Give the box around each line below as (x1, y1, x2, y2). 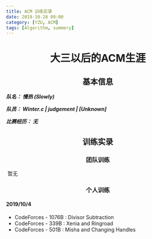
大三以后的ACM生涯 (50, 52, 146, 65)
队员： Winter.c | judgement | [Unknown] (6, 106, 107, 113)
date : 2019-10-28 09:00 (6, 14, 64, 20)
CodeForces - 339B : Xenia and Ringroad (14, 220, 114, 227)
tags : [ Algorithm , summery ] (6, 24, 75, 31)
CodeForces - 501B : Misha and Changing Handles (14, 226, 136, 233)
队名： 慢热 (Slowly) (6, 93, 55, 100)
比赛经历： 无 (6, 118, 38, 125)
